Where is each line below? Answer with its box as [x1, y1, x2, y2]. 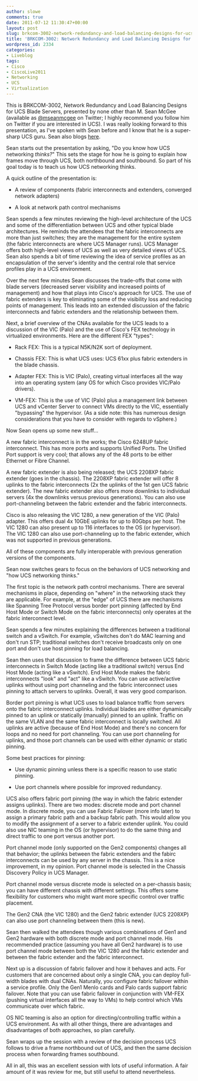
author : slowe [6, 8, 41, 15]
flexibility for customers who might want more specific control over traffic [6, 893, 184, 900]
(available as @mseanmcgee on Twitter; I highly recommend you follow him [6, 114, 190, 121]
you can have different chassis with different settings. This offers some [6, 886, 179, 894]
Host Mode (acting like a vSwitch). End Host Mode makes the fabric [6, 669, 171, 676]
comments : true [6, 14, 44, 20]
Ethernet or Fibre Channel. [6, 457, 71, 464]
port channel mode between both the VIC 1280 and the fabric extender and [6, 947, 189, 954]
